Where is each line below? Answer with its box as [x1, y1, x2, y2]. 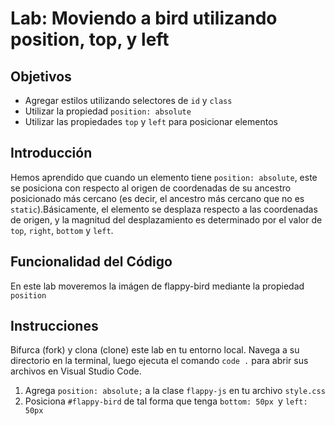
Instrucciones [10, 318, 99, 335]
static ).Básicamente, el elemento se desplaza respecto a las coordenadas [10, 203, 318, 215]
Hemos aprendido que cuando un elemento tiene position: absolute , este [10, 171, 318, 183]
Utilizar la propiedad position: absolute [24, 105, 192, 117]
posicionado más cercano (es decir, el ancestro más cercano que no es [10, 192, 305, 204]
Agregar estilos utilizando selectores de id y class [24, 95, 233, 106]
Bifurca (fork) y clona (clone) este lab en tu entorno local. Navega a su [10, 344, 300, 356]
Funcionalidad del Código [10, 253, 173, 271]
